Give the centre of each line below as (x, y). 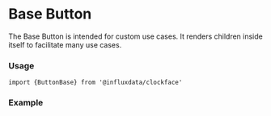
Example (26, 103)
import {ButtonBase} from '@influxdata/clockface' (95, 83)
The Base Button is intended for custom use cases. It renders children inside (135, 36)
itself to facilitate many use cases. (65, 44)
